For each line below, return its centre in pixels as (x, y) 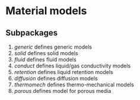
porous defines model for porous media (63, 91)
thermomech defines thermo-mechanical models (74, 85)
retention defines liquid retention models (63, 72)
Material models (46, 11)
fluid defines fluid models (45, 59)
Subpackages (31, 33)
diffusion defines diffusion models (56, 78)
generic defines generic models (53, 47)
